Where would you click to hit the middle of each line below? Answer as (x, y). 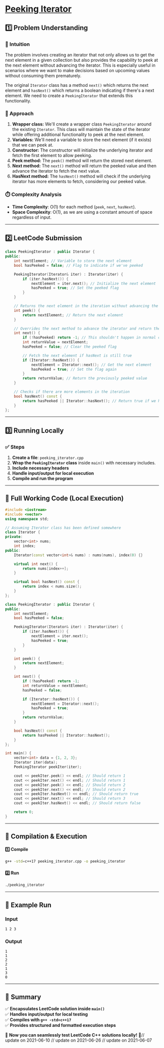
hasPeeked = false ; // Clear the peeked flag (70, 347)
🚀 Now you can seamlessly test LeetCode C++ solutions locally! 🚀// (75, 1035)
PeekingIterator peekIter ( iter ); (48, 767)
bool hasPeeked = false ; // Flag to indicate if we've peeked (78, 265)
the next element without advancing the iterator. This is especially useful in (80, 65)
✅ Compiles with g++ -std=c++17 (38, 1020)
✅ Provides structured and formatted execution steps (61, 1025)
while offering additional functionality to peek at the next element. (78, 135)
